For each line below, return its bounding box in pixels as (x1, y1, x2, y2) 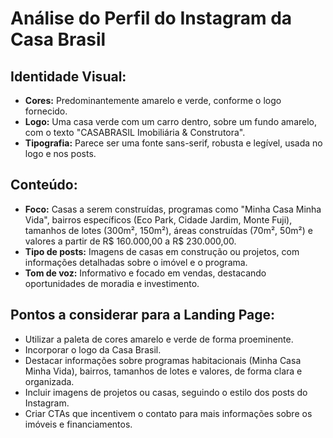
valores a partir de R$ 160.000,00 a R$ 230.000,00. (24, 235, 237, 247)
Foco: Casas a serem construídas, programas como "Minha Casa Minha (24, 203, 322, 215)
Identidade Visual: (10, 68, 127, 85)
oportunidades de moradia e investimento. (24, 277, 200, 289)
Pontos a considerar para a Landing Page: (10, 307, 276, 324)
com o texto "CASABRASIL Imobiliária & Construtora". (24, 127, 246, 138)
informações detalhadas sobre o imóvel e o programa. (24, 256, 248, 268)
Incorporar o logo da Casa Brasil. (24, 343, 162, 356)
